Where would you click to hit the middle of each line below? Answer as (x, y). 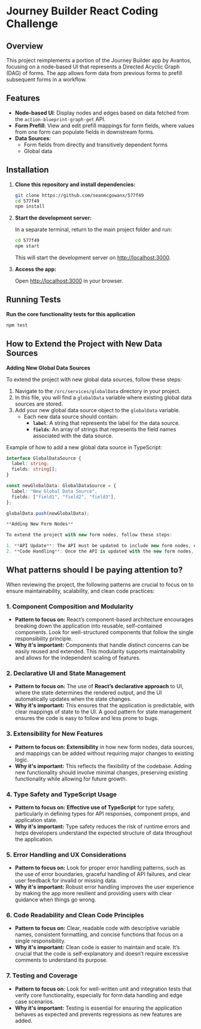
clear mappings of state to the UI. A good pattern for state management (103, 712)
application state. (36, 820)
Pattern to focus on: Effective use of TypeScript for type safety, (95, 807)
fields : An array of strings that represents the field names (104, 429)
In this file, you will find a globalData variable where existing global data (103, 397)
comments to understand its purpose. (61, 960)
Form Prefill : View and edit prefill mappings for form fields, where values (104, 125)
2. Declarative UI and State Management (66, 673)
